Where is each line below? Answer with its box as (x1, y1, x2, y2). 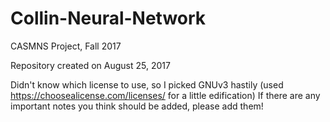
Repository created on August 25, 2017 (10, 59, 171, 71)
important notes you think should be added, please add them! (10, 100, 264, 112)
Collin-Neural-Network (10, 7, 207, 30)
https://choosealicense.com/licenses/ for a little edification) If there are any (10, 89, 321, 101)
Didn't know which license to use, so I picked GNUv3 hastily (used (10, 78, 284, 91)
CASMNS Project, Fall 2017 (10, 40, 122, 52)
